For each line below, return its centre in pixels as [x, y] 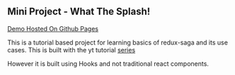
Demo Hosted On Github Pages [53, 28]
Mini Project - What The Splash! [79, 12]
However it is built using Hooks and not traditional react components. [108, 64]
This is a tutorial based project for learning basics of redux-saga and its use [118, 42]
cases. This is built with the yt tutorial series [71, 50]
